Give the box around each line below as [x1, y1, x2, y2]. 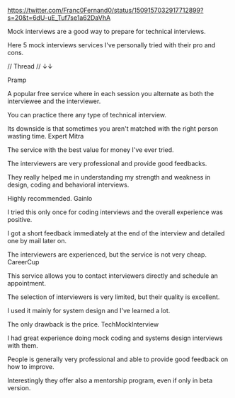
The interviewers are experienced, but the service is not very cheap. [7, 250, 207, 259]
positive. [7, 216, 33, 223]
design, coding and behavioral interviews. [7, 180, 130, 189]
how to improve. [7, 363, 55, 370]
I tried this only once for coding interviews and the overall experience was [7, 208, 223, 216]
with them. [7, 341, 38, 349]
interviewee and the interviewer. [7, 97, 101, 105]
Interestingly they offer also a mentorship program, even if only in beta [7, 376, 213, 385]
